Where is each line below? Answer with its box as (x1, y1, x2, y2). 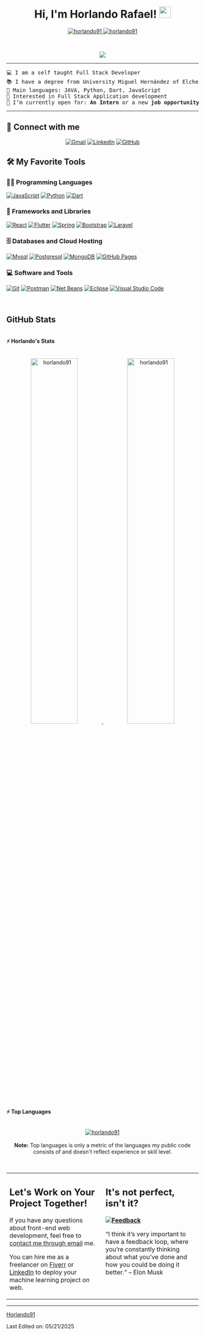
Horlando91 (6, 1311, 35, 1318)
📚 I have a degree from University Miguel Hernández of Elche (6, 78, 199, 85)
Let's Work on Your (9, 1186, 95, 1198)
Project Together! (9, 1197, 87, 1210)
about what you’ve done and (106, 1253, 187, 1262)
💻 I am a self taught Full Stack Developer (6, 69, 141, 76)
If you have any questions (9, 1216, 84, 1225)
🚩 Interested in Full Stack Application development (6, 92, 168, 100)
